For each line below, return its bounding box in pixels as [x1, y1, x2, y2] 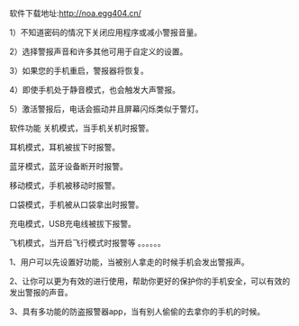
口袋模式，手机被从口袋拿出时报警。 [9, 199, 144, 210]
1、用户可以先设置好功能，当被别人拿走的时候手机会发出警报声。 [9, 257, 249, 267]
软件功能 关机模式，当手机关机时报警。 [9, 122, 154, 133]
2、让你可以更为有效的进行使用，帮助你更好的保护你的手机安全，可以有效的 [9, 276, 291, 286]
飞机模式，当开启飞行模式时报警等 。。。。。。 [9, 238, 166, 248]
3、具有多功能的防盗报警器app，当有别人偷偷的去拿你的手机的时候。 [9, 306, 266, 317]
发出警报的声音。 [9, 287, 73, 297]
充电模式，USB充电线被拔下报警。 [9, 219, 137, 229]
